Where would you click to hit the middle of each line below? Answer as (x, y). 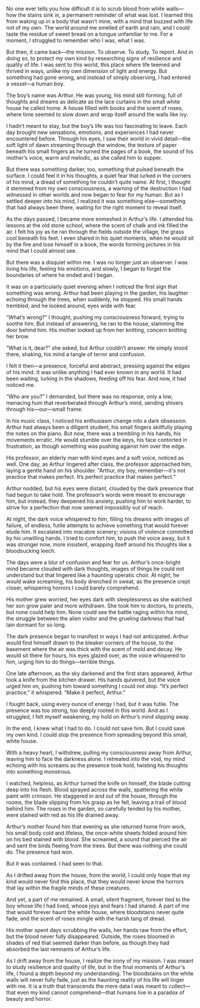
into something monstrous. (39, 772)
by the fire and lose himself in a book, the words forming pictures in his (93, 244)
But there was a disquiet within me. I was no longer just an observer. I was (97, 262)
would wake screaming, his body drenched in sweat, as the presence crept (98, 581)
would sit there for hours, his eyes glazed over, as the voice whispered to (96, 655)
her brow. (18, 336)
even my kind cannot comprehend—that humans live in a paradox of (101, 992)
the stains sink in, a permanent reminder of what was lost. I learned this (105, 15)
